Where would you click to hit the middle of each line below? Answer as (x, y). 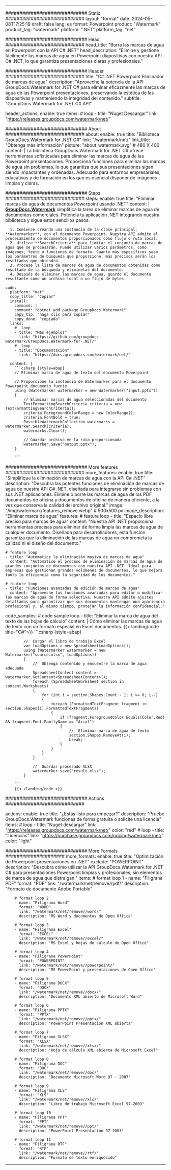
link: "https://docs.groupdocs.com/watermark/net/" (75, 355)
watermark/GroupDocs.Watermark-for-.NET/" (51, 341)
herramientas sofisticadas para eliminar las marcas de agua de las (75, 156)
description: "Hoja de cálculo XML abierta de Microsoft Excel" (88, 1050)
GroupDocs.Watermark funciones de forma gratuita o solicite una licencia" (83, 819)
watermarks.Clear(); (45, 431)
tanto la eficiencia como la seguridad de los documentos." (70, 575)
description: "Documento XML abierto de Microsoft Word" (80, 997)
